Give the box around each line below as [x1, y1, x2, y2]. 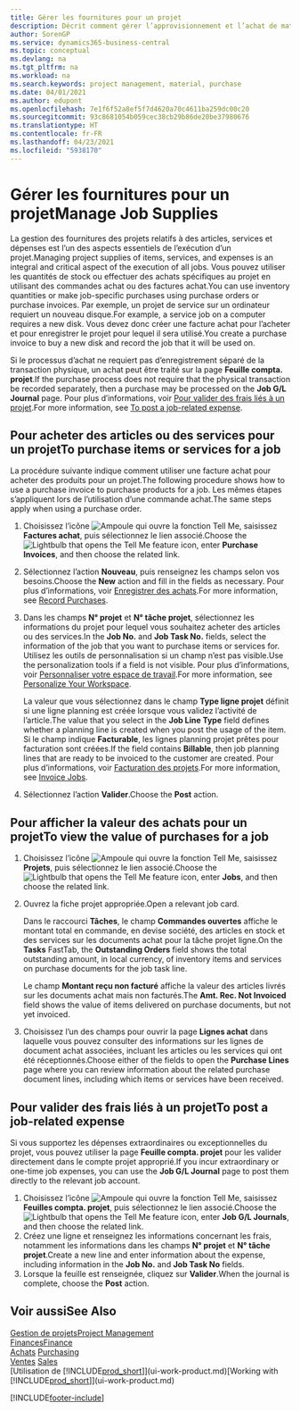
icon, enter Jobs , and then [180, 872, 279, 882]
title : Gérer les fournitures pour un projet [10, 13, 182, 22]
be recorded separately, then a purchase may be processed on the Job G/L [10, 383, 287, 394]
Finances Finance [10, 1337, 73, 1348]
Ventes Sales [10, 1356, 59, 1366]
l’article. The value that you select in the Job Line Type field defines [22, 715, 270, 726]
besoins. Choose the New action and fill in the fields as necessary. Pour [22, 576, 285, 587]
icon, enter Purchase [180, 539, 259, 550]
